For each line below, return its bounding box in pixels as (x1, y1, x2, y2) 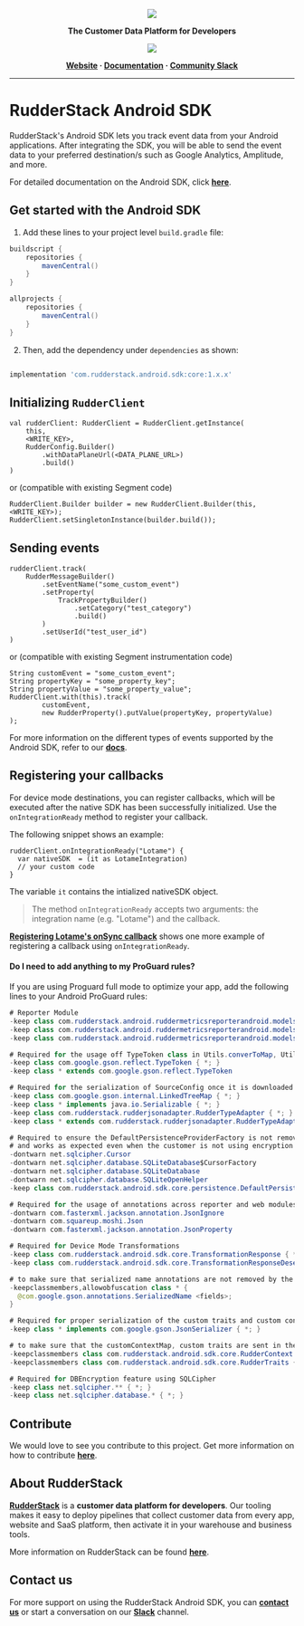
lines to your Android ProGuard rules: (9, 991, 147, 1002)
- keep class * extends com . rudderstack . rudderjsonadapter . (9, 1116, 237, 1126)
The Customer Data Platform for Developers (67, 25, 237, 36)
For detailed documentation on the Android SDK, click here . (9, 177, 233, 187)
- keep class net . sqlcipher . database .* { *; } (9, 1391, 184, 1401)
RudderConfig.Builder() (25, 443, 116, 452)
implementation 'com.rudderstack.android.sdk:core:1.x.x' (9, 369, 233, 379)
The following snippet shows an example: (9, 828, 165, 839)
